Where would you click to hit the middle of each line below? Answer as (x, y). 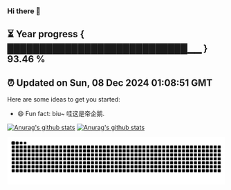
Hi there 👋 (24, 11)
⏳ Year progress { (46, 34)
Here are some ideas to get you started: (64, 99)
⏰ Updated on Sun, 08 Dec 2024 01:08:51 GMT (110, 83)
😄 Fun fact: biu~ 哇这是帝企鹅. (61, 114)
